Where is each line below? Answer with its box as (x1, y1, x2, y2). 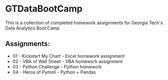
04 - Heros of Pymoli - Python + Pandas (12, 69, 96, 75)
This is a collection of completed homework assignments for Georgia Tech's (5, 20, 163, 26)
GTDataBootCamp (5, 3, 83, 15)
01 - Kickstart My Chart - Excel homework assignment (12, 53, 125, 59)
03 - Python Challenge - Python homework (12, 63, 102, 69)
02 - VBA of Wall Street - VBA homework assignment (12, 58, 123, 64)
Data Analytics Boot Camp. (5, 25, 61, 31)
